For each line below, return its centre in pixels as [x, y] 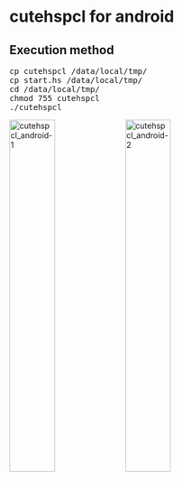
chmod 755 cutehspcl [55, 98]
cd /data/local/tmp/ [55, 89]
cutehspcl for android [92, 17]
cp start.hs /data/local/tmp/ [76, 80]
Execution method [62, 50]
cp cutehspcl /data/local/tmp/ [78, 71]
